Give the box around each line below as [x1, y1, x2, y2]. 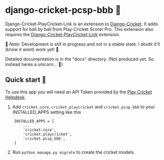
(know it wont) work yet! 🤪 [5, 46, 59, 52]
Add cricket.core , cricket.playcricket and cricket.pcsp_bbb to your [12, 104, 155, 110]
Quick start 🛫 [5, 76, 46, 84]
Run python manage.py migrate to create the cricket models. [12, 149, 135, 155]
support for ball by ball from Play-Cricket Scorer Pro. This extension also [5, 26, 154, 32]
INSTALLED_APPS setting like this [12, 109, 81, 115]
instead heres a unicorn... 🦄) [5, 61, 63, 67]
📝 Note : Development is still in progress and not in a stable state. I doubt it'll [5, 41, 160, 47]
